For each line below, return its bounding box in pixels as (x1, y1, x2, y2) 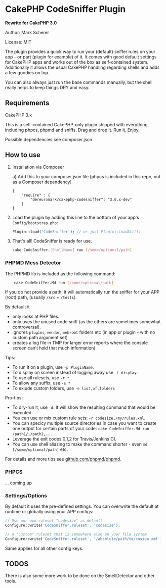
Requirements (5, 99, 49, 107)
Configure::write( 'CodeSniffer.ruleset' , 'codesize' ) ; (5, 523, 121, 528)
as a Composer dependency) (12, 179, 72, 185)
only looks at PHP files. (12, 313, 60, 320)
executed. (12, 410, 33, 416)
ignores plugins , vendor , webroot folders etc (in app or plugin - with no (12, 329, 155, 335)
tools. (5, 578, 17, 584)
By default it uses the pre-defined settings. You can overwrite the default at (5, 503, 159, 509)
